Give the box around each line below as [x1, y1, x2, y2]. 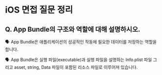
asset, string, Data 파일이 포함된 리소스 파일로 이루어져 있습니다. [14, 64, 138, 70]
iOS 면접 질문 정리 [5, 4, 73, 15]
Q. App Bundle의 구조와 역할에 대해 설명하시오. [5, 25, 141, 33]
